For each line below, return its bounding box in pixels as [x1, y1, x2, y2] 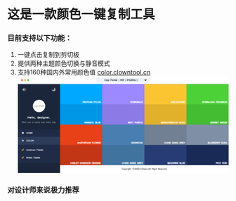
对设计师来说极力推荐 [7, 185, 79, 195]
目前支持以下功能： [7, 33, 72, 43]
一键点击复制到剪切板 [17, 51, 79, 59]
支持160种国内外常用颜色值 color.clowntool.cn [17, 68, 151, 77]
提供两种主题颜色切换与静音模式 [17, 59, 110, 67]
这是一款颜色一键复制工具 [7, 6, 156, 22]
